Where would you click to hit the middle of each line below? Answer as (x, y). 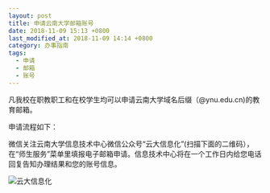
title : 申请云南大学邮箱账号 (51, 23)
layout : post (30, 16)
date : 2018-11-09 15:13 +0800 (59, 31)
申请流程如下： (33, 126)
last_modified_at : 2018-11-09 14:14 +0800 (81, 38)
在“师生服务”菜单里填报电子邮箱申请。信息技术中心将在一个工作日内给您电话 (135, 154)
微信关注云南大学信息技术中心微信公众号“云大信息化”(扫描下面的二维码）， (131, 144)
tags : (17, 53)
